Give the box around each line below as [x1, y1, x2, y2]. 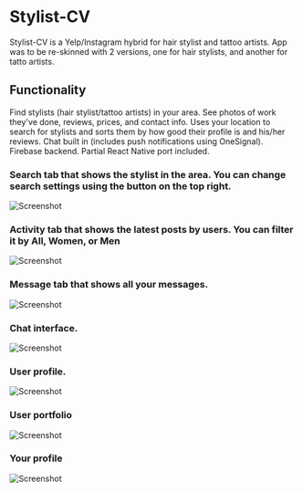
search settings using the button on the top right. [9, 180, 232, 193]
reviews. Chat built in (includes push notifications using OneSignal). [9, 135, 264, 147]
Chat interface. [9, 321, 78, 334]
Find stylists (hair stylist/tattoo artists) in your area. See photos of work [9, 107, 277, 118]
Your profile [9, 452, 63, 465]
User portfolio [9, 409, 73, 422]
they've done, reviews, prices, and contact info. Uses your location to [9, 116, 271, 127]
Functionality [9, 82, 87, 98]
